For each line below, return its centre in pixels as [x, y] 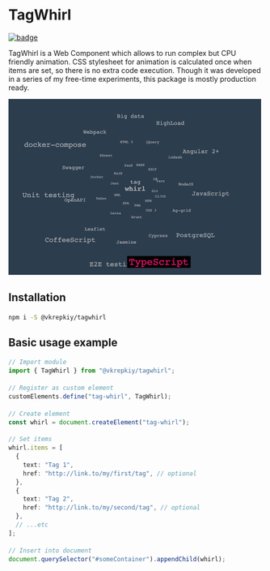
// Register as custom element [61, 388]
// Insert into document [50, 550]
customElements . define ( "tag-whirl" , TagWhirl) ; [90, 396]
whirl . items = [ [36, 448]
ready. [19, 88]
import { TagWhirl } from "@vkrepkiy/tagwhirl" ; [92, 371]
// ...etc [32, 525]
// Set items [30, 440]
